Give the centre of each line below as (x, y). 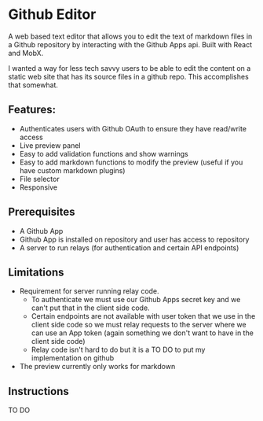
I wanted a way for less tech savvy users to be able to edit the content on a (130, 68)
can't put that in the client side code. (91, 308)
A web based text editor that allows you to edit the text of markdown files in (130, 36)
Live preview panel (50, 145)
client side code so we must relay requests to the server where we (139, 325)
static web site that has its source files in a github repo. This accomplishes (128, 76)
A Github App (41, 231)
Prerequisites (42, 212)
